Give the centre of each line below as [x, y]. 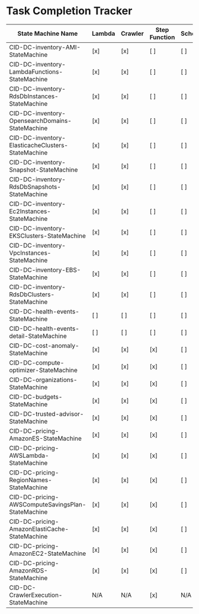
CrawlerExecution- [36, 595]
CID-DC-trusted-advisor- [46, 414]
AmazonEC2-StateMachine [48, 553]
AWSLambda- [29, 455]
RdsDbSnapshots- [35, 186]
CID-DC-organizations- [43, 379]
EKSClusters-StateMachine [47, 236]
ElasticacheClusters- [38, 145]
